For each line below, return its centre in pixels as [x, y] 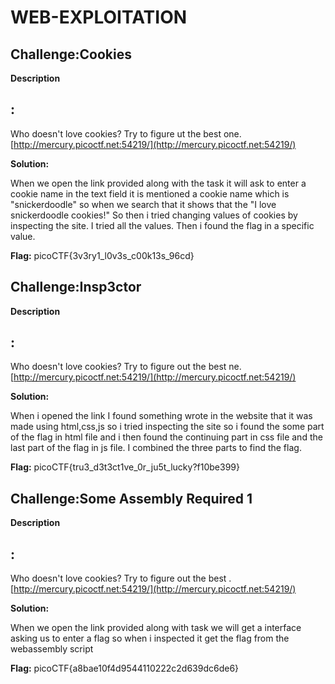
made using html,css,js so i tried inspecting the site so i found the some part [167, 427]
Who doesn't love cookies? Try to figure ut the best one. [126, 133]
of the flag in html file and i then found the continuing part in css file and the [166, 437]
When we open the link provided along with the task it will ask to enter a [158, 183]
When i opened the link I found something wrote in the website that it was [161, 416]
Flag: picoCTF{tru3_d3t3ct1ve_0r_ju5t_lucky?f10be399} [125, 467]
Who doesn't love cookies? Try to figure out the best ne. [126, 367]
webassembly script [52, 649]
